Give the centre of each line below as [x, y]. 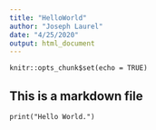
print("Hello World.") [52, 117]
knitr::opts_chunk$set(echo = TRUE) [78, 68]
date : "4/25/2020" [44, 35]
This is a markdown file [76, 96]
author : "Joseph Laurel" [56, 26]
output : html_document [52, 43]
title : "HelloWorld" [49, 18]
